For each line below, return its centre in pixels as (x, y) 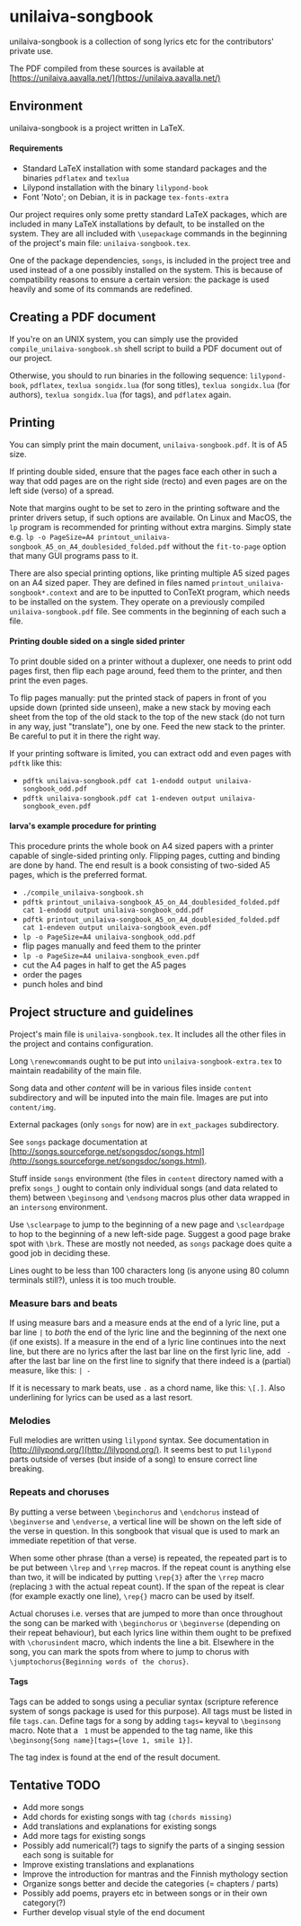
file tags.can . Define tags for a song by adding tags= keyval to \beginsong (145, 1720)
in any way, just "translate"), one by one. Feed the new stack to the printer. (147, 726)
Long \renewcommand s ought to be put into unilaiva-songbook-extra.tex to (146, 1061)
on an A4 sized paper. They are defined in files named (110, 582)
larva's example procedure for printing (83, 826)
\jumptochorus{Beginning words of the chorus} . (99, 1661)
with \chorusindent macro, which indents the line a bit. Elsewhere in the (142, 1642)
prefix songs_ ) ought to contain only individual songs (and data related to (144, 1188)
